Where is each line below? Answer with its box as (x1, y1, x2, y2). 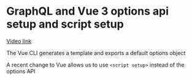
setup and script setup (6, 17, 124, 31)
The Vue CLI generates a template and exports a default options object (6, 49, 186, 56)
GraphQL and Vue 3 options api (6, 4, 169, 18)
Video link (6, 37, 32, 45)
